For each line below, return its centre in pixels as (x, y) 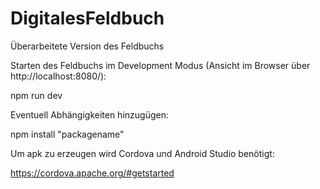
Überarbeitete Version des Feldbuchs (87, 46)
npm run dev (36, 95)
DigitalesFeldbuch (87, 18)
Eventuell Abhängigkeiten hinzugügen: (89, 114)
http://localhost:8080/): (58, 76)
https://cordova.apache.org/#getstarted (92, 173)
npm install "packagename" (67, 134)
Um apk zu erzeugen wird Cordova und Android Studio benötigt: (142, 153)
